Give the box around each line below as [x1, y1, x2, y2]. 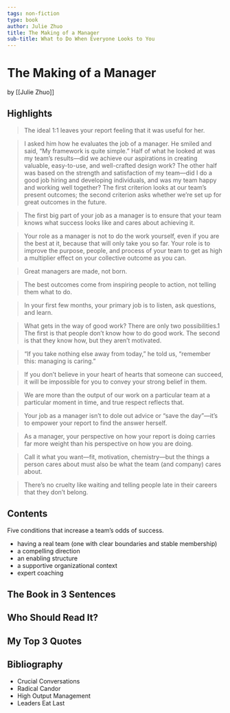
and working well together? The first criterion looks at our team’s [23, 183, 207, 191]
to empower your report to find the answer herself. [23, 419, 168, 427]
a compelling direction [16, 547, 80, 555]
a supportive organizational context [16, 561, 118, 569]
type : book [7, 17, 38, 23]
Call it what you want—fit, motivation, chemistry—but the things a [23, 452, 210, 461]
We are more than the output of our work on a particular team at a [23, 391, 211, 399]
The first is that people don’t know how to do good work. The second [23, 329, 220, 337]
